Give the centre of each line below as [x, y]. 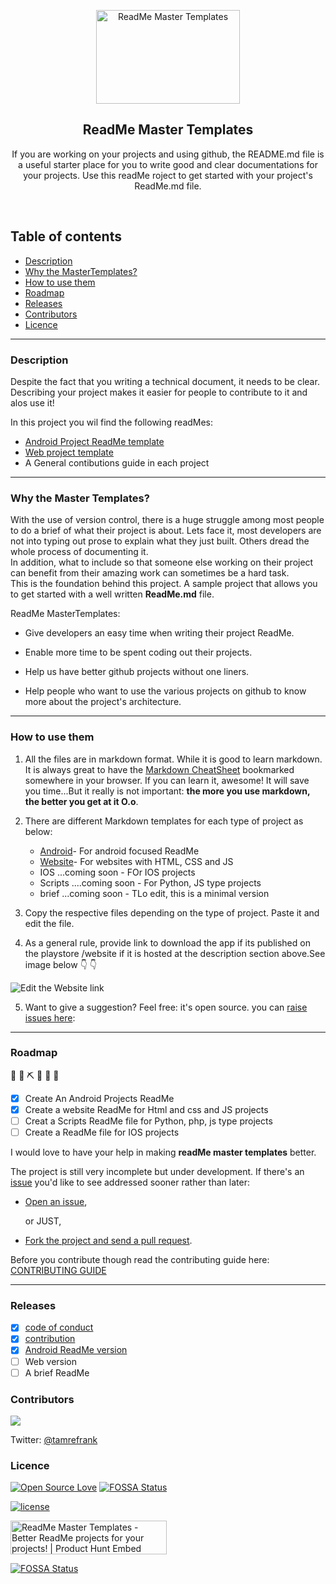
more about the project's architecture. [103, 702]
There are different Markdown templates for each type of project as [164, 821]
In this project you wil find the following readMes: [112, 422]
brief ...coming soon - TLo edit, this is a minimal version [154, 893]
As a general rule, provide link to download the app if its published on [167, 942]
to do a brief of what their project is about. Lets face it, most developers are [166, 531]
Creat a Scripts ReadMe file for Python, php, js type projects [148, 1121]
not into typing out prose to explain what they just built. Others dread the [160, 541]
